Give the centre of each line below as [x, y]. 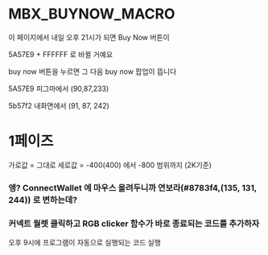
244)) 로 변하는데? [43, 199]
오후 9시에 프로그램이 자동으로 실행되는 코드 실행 [85, 243]
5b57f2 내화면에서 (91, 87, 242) [59, 105]
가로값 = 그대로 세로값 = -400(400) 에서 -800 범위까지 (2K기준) [110, 165]
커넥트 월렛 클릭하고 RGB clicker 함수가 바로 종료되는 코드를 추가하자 [134, 224]
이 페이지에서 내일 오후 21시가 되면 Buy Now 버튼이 [89, 37]
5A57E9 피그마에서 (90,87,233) [59, 88]
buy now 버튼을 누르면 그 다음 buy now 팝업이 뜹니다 [93, 71]
